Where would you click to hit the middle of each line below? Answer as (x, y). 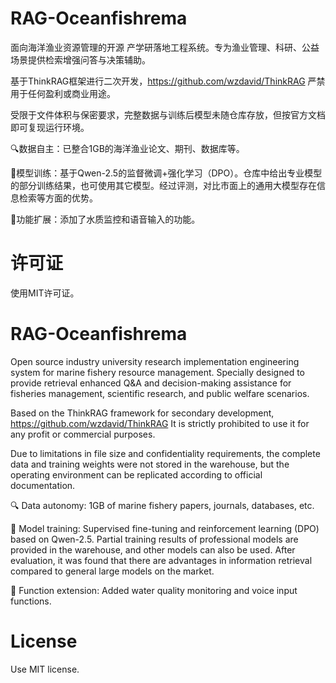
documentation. (43, 485)
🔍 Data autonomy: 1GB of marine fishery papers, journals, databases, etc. (162, 505)
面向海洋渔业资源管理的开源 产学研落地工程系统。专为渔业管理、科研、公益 (165, 47)
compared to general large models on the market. (112, 571)
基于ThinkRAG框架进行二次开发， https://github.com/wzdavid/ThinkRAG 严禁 (168, 81)
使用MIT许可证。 (45, 293)
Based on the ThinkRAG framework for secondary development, (142, 413)
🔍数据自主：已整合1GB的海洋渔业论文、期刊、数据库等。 (127, 148)
